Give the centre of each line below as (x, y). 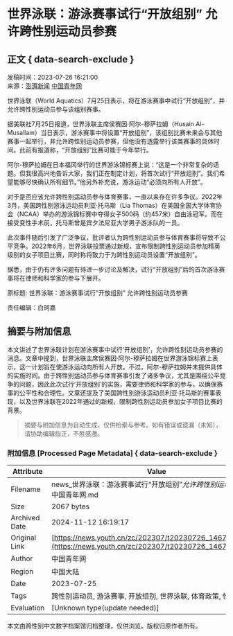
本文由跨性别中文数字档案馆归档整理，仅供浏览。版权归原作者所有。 (104, 626)
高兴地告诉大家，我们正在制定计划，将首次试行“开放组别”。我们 (128, 173)
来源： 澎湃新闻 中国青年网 (44, 86)
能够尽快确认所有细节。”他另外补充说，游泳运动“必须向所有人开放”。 (110, 182)
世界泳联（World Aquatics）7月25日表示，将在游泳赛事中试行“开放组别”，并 (116, 100)
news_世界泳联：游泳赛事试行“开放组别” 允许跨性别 (134, 484)
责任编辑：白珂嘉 (32, 308)
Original (24, 538)
